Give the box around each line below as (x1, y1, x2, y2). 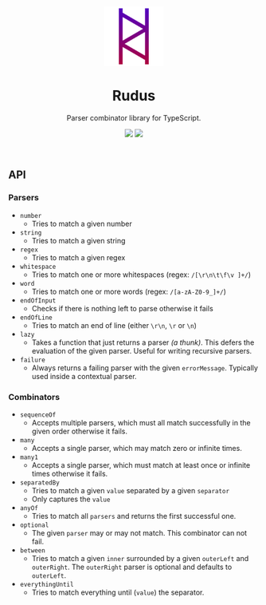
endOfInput (19, 296, 57, 305)
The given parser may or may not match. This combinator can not (31, 528, 248, 537)
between (19, 546, 45, 555)
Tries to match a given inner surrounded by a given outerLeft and (31, 553, 249, 563)
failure (19, 356, 45, 364)
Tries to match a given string (31, 235, 126, 245)
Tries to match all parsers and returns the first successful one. (31, 511, 237, 520)
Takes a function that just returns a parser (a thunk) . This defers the (31, 338, 255, 347)
